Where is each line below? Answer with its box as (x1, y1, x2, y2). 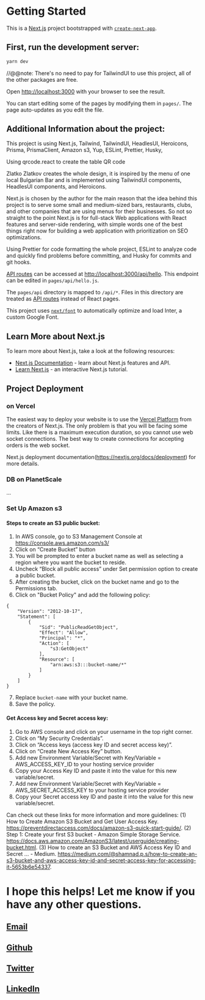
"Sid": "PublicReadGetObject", (38, 625, 119, 631)
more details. (6, 460, 40, 467)
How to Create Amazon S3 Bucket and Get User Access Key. (6, 817, 159, 825)
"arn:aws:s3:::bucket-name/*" (49, 662, 127, 668)
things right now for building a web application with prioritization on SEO (6, 227, 189, 234)
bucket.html (6, 844, 37, 851)
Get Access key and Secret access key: (6, 714, 109, 722)
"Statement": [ (17, 614, 56, 620)
